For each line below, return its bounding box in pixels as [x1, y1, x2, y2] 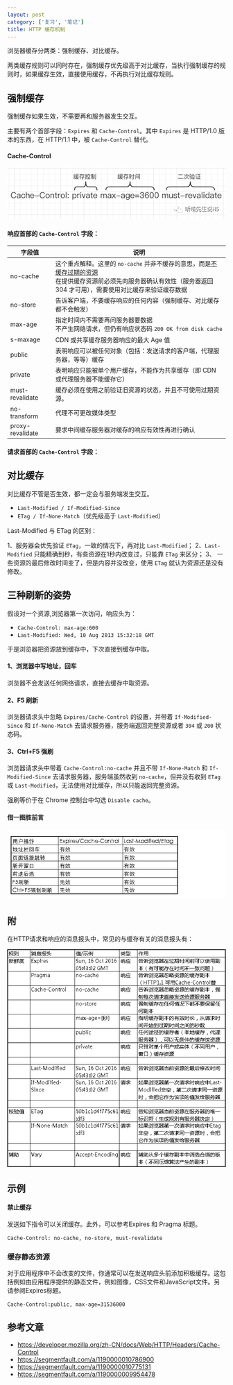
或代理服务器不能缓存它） [55, 375, 128, 383]
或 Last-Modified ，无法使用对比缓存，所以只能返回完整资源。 [7, 781, 184, 790]
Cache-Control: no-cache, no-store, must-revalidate [7, 1234, 163, 1241]
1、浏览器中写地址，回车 [7, 662, 78, 670]
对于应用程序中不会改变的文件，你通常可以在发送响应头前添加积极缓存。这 [7, 1269, 220, 1277]
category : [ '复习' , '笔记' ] [7, 18, 85, 26]
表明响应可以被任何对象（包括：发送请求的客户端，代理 [55, 346, 214, 355]
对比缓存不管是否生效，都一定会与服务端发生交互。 [7, 489, 153, 498]
